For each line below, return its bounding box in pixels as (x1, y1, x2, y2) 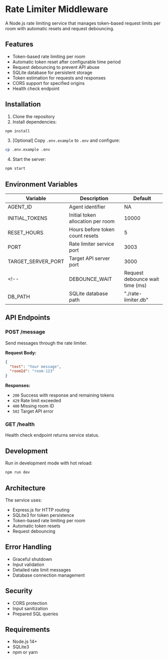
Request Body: (5, 349, 36, 355)
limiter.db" (124, 297, 148, 303)
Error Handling (5, 543, 51, 551)
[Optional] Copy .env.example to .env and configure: (12, 137, 120, 144)
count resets (69, 232, 98, 239)
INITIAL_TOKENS (7, 215, 47, 222)
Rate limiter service (69, 240, 114, 247)
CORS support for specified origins (12, 80, 85, 86)
